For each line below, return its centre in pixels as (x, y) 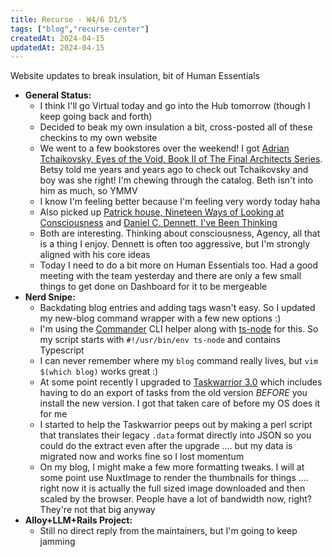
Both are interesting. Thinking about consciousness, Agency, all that (180, 233)
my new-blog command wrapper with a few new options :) (160, 318)
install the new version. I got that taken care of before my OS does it (180, 403)
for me (53, 414)
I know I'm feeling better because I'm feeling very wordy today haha (180, 202)
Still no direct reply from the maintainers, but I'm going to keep (168, 531)
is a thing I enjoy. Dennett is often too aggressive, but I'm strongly (175, 244)
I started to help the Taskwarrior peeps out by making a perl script (176, 425)
